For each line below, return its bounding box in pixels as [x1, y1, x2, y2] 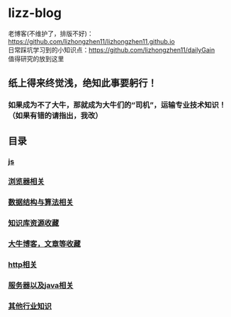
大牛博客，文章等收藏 [8, 239, 81, 249]
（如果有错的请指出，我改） [8, 111, 103, 121]
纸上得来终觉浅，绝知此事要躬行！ [8, 77, 157, 89]
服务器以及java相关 [8, 281, 74, 291]
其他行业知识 [8, 301, 52, 311]
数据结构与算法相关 [8, 197, 74, 207]
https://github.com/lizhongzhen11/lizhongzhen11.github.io [8, 37, 176, 45]
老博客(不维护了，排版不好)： [8, 29, 94, 38]
